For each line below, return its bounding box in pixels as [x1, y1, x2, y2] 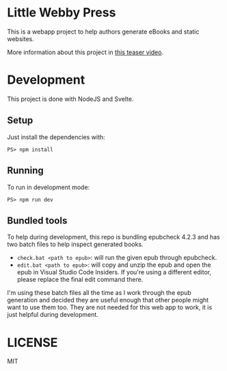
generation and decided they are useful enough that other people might [7, 296, 209, 304]
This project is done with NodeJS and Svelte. [7, 95, 135, 103]
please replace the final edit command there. [16, 276, 144, 284]
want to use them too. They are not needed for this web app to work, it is [7, 303, 213, 311]
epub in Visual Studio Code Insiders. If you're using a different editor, [16, 268, 212, 276]
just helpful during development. [7, 311, 99, 319]
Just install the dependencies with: [7, 132, 105, 141]
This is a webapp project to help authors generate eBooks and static [7, 27, 200, 36]
